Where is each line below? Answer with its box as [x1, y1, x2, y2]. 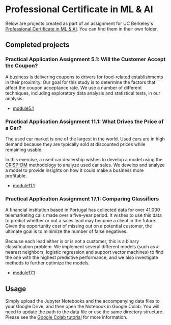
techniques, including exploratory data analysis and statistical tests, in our [5, 90, 160, 96]
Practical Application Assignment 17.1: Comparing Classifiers [5, 195, 159, 202]
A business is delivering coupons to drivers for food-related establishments [5, 74, 163, 80]
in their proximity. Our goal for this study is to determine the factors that [5, 79, 156, 85]
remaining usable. [5, 146, 43, 153]
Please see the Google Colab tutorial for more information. [5, 314, 128, 320]
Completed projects [5, 41, 70, 49]
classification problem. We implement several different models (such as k [5, 244, 159, 250]
